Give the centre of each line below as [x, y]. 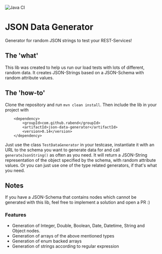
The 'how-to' [25, 93]
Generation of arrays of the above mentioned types [63, 236]
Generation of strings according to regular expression [66, 246]
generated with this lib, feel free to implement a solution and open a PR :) [78, 202]
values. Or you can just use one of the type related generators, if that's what [81, 165]
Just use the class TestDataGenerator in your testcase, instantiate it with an [80, 144]
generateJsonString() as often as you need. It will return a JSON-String [76, 155]
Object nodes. [26, 231]
